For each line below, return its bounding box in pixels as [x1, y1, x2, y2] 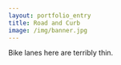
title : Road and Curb [8, 19, 81, 27]
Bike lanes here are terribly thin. [8, 48, 114, 58]
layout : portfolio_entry [8, 11, 91, 20]
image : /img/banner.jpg [8, 26, 88, 34]
